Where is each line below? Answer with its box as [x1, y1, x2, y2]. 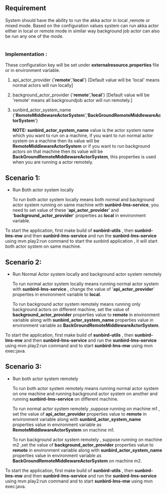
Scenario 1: [5, 173, 41, 182]
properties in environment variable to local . [12, 292, 101, 297]
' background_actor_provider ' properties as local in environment [12, 212, 146, 219]
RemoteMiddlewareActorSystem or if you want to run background [12, 143, 151, 149]
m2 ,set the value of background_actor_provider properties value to [12, 442, 154, 448]
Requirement [5, 4, 46, 12]
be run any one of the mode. [5, 33, 64, 39]
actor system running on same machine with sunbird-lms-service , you [12, 202, 159, 208]
